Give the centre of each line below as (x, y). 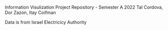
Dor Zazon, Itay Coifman (31, 12)
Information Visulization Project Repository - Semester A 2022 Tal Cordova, (84, 7)
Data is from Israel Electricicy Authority (46, 22)
